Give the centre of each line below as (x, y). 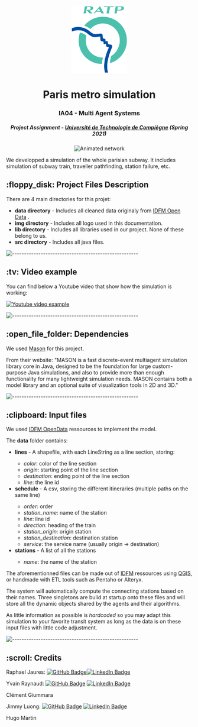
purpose (16, 372)
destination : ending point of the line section (77, 476)
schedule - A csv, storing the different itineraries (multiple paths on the (101, 489)
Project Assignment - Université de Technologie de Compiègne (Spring (99, 127)
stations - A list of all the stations (55, 551)
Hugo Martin (21, 718)
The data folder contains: (37, 441)
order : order (38, 506)
